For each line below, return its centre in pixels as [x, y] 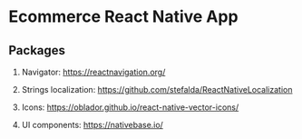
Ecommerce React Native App [123, 17]
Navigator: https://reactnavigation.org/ [93, 72]
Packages [37, 50]
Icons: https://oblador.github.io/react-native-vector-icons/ [130, 107]
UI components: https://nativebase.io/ [93, 125]
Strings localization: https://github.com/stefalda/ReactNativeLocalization [157, 89]
